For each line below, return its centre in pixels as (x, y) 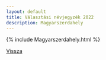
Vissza (14, 51)
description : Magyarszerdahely (45, 23)
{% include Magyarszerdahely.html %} (53, 40)
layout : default (26, 12)
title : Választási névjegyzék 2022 (50, 17)
